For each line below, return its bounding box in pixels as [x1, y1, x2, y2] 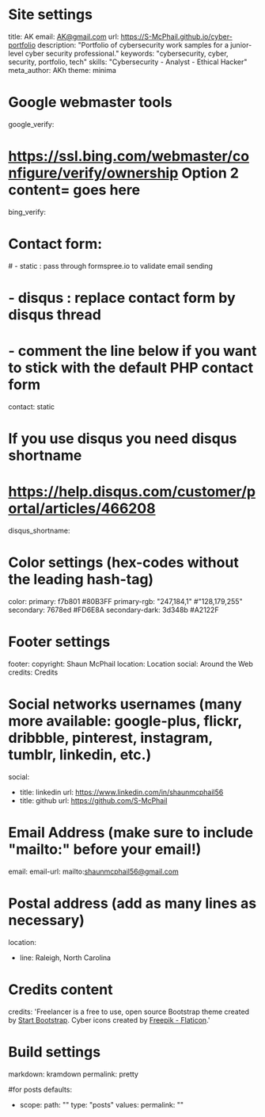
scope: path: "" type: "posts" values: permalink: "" [19, 1100, 184, 1109]
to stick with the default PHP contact [8, 359, 254, 377]
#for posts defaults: [8, 1084, 73, 1094]
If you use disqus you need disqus [8, 430, 237, 448]
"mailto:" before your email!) [8, 840, 202, 858]
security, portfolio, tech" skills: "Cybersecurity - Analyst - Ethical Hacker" [8, 57, 248, 67]
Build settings [8, 1042, 101, 1061]
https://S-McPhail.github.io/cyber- [120, 32, 233, 41]
